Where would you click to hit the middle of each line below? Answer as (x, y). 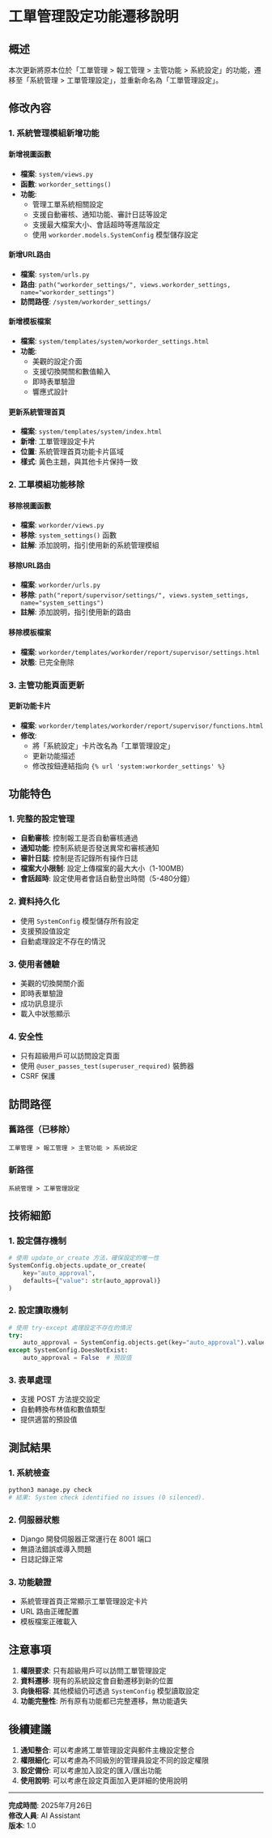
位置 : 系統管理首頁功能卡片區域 (72, 451)
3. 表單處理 (30, 1380)
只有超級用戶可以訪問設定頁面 (70, 1056)
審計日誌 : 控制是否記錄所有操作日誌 (79, 858)
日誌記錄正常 (41, 1559)
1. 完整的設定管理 (42, 819)
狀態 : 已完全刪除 (47, 662)
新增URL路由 (30, 254)
